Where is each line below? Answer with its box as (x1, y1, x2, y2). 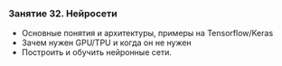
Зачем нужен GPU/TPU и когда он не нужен (21, 37, 192, 48)
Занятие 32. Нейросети (8, 7, 118, 20)
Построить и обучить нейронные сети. (21, 47, 173, 58)
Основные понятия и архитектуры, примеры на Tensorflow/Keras (21, 28, 274, 39)
